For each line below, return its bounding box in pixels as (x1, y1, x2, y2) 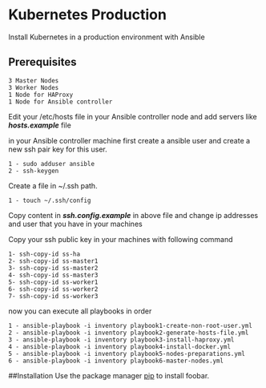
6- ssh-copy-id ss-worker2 (8, 285, 99, 293)
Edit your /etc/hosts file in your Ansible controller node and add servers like (8, 111, 258, 121)
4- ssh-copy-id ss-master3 (8, 271, 99, 279)
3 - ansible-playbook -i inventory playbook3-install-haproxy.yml (8, 335, 235, 344)
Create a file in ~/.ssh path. (8, 180, 98, 190)
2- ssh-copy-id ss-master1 (8, 257, 99, 265)
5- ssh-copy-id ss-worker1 (8, 278, 99, 286)
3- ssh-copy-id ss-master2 (8, 264, 99, 272)
